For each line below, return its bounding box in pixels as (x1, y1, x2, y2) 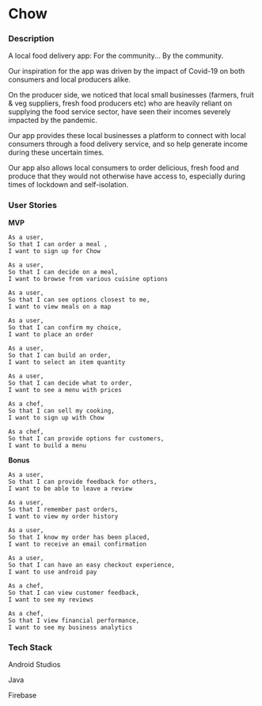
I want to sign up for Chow (8, 247, 101, 255)
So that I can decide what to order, (8, 378, 133, 387)
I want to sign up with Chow (8, 413, 104, 421)
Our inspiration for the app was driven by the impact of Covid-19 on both (8, 67, 245, 76)
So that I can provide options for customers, (8, 434, 165, 443)
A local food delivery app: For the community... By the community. (8, 51, 224, 60)
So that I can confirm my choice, (8, 323, 123, 332)
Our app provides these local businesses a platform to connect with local (8, 131, 247, 140)
